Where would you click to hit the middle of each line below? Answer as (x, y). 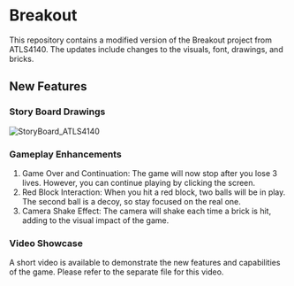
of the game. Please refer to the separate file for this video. (117, 272)
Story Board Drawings (57, 112)
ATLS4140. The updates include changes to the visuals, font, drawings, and (147, 49)
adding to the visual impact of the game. (95, 220)
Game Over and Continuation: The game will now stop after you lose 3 (150, 173)
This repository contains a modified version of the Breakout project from (140, 40)
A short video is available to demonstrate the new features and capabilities (145, 263)
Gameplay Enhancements (65, 154)
